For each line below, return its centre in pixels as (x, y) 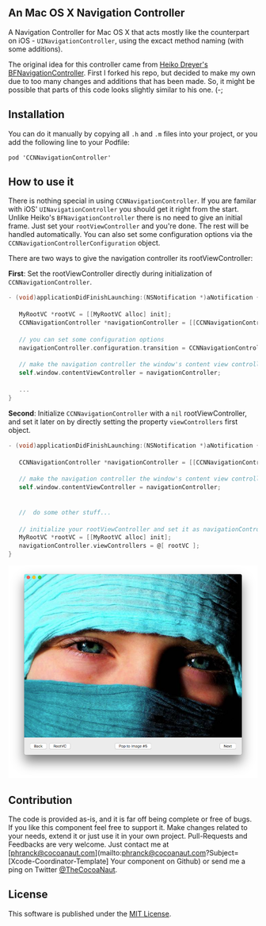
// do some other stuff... (65, 512)
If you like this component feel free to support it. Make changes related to (128, 827)
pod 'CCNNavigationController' (60, 158)
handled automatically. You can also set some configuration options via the (131, 235)
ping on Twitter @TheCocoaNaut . (63, 869)
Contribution (40, 800)
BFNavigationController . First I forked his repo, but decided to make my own (132, 73)
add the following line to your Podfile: (69, 142)
